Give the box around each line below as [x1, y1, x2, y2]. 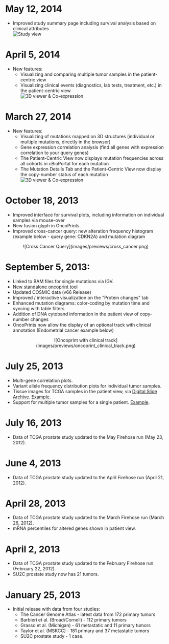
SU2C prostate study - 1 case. [20, 633, 84, 639]
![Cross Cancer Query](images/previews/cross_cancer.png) [22, 243, 149, 249]
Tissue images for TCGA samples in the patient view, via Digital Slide [12, 388, 157, 394]
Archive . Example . [12, 394, 51, 400]
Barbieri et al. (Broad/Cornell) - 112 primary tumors [20, 617, 127, 623]
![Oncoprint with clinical [54, 337, 104, 343]
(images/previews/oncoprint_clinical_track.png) [35, 342, 136, 349]
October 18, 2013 [5, 195, 79, 206]
